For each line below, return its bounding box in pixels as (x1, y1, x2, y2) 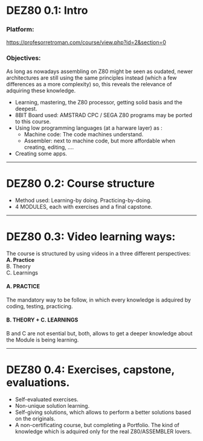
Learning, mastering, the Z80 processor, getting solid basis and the (14, 98, 183, 106)
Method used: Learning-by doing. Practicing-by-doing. (14, 197, 152, 204)
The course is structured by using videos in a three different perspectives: (6, 250, 191, 257)
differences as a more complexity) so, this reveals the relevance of (6, 80, 172, 87)
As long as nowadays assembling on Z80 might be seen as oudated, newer (6, 68, 193, 75)
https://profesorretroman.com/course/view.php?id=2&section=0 (6, 39, 166, 46)
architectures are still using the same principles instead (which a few (6, 74, 177, 81)
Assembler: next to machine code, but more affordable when (24, 137, 175, 144)
